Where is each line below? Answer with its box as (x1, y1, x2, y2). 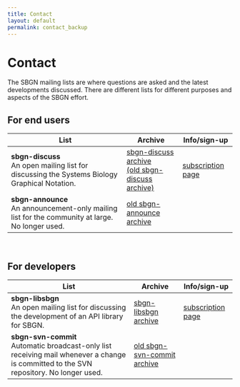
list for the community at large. (11, 212, 114, 222)
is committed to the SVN (11, 358, 93, 368)
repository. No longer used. (11, 367, 103, 377)
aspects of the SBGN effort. (7, 94, 89, 102)
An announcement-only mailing (11, 203, 118, 213)
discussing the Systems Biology (11, 169, 118, 179)
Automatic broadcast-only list (11, 341, 112, 351)
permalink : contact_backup (7, 24, 88, 31)
